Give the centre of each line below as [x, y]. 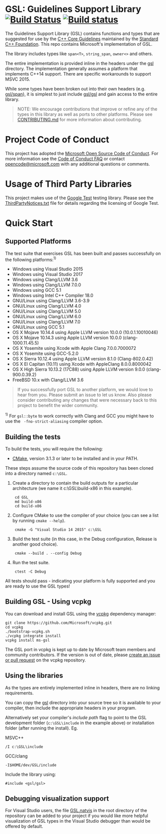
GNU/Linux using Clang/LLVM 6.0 [46, 317]
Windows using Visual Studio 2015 [48, 269]
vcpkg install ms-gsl [28, 640]
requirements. [19, 693]
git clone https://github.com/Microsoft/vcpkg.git [59, 623]
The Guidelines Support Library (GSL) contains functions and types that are [83, 33]
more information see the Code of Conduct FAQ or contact [65, 159]
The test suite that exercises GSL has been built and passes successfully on [83, 253]
